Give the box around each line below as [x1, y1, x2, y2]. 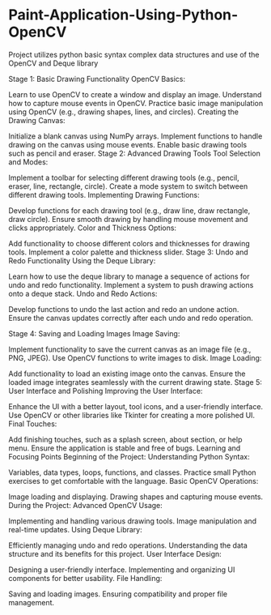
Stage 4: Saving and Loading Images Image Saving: [8, 328, 180, 338]
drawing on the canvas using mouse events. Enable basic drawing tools [8, 139, 248, 149]
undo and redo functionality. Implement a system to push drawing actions [8, 280, 254, 289]
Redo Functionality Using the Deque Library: [8, 255, 156, 265]
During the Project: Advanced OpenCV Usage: [8, 500, 163, 510]
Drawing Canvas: [8, 115, 66, 125]
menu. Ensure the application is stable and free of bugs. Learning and [8, 443, 241, 453]
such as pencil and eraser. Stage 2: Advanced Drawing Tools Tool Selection [8, 148, 260, 158]
